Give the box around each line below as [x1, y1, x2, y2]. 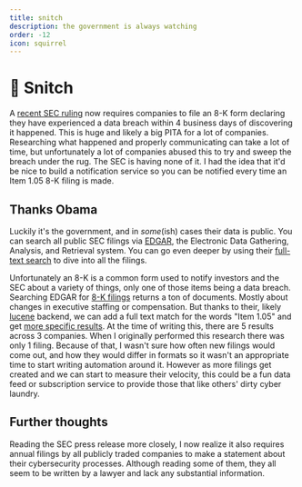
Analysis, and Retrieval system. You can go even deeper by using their [9, 245, 274, 255]
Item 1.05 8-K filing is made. [9, 175, 115, 186]
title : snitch [9, 13, 64, 23]
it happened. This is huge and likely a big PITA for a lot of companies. [9, 127, 269, 138]
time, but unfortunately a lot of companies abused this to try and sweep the [9, 146, 292, 157]
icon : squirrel [9, 38, 67, 48]
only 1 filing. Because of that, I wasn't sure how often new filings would [9, 340, 276, 351]
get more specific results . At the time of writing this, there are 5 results [9, 321, 275, 332]
